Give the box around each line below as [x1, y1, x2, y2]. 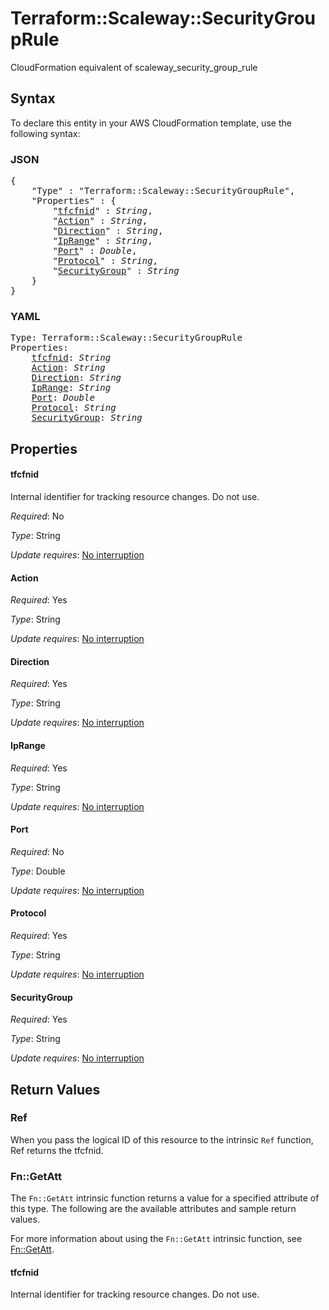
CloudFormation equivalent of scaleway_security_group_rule [10, 61, 258, 73]
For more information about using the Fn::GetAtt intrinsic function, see [10, 1233, 303, 1245]
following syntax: [10, 127, 81, 139]
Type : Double [10, 865, 66, 877]
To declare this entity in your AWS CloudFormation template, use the [10, 117, 292, 129]
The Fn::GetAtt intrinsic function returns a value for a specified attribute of [10, 1192, 320, 1204]
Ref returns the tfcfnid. [10, 1144, 104, 1156]
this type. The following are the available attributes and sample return [10, 1203, 297, 1215]
